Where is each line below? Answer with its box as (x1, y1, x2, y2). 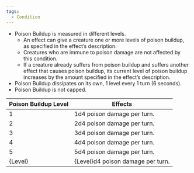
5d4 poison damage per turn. (74, 147, 155, 155)
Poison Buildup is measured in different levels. (14, 30, 126, 37)
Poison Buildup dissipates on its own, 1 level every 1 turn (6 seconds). (14, 79, 182, 86)
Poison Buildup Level (9, 100, 69, 108)
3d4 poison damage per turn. (74, 129, 155, 137)
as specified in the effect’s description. (23, 42, 117, 50)
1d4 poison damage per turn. (74, 109, 155, 117)
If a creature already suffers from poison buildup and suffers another (23, 61, 189, 68)
